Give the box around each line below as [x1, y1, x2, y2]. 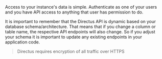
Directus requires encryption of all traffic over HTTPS [17, 48, 125, 54]
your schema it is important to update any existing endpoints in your [5, 34, 142, 40]
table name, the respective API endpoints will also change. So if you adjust [5, 29, 156, 34]
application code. [5, 39, 40, 45]
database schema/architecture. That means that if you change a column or [5, 24, 156, 29]
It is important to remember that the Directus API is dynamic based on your [5, 19, 156, 24]
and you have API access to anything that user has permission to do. [5, 9, 143, 15]
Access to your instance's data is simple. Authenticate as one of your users [5, 4, 158, 10]
